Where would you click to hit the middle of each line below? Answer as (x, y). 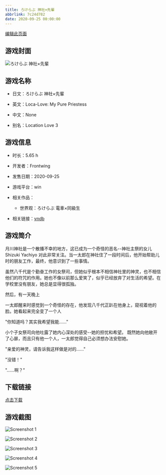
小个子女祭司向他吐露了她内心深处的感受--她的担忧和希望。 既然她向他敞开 (81, 332)
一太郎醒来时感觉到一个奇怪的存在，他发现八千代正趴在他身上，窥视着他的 (81, 305)
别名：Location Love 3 (35, 125)
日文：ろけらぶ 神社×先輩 (38, 94)
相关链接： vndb (28, 218)
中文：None (24, 115)
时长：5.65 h (25, 155)
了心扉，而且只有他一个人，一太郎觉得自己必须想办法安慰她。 (68, 338)
